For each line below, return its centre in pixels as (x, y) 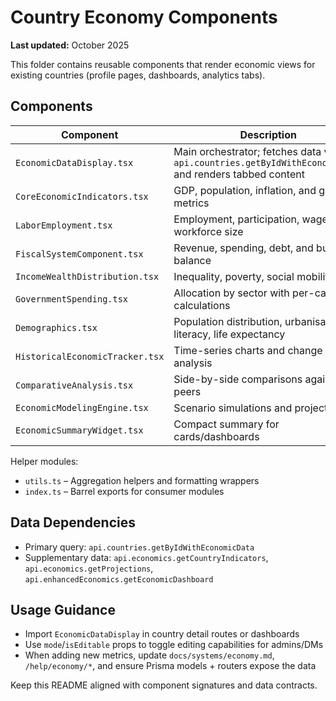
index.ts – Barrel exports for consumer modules (124, 491)
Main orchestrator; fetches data (247, 151)
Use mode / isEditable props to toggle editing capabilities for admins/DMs (174, 645)
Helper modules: (44, 461)
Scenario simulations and (233, 408)
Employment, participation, (236, 219)
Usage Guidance (63, 609)
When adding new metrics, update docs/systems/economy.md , (149, 655)
